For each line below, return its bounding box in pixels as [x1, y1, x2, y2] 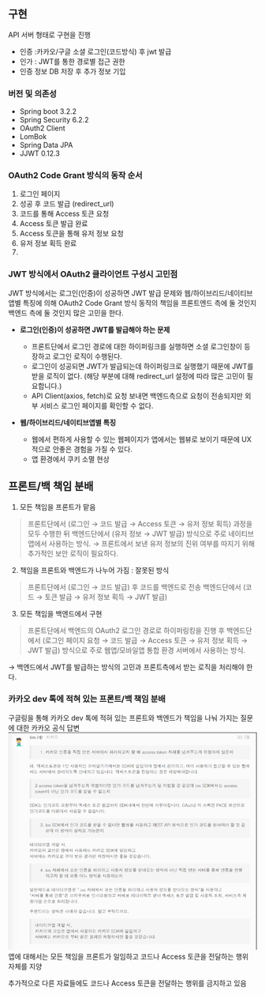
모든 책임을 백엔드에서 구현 [19, 609, 103, 618]
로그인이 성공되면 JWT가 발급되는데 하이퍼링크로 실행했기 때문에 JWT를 [31, 361, 254, 371]
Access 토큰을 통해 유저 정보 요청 [19, 228, 124, 239]
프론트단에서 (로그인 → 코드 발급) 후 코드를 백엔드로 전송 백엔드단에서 [27, 582, 242, 591]
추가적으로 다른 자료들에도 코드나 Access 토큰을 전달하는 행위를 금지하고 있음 [8, 978, 247, 988]
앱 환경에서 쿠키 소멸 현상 [31, 454, 110, 464]
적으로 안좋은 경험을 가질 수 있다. [31, 444, 132, 454]
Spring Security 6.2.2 [19, 115, 89, 125]
